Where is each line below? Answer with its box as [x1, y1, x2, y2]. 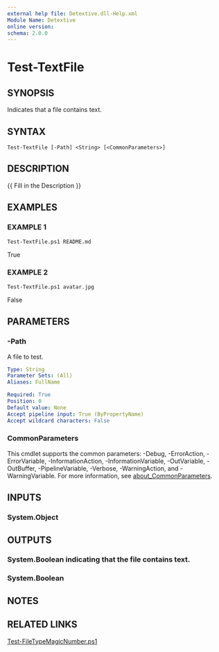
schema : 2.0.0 [7, 29, 49, 37]
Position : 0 [7, 398, 42, 405]
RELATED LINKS [7, 619, 78, 630]
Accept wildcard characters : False [7, 417, 110, 424]
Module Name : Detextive [7, 17, 76, 24]
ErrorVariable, [7, 457, 47, 465]
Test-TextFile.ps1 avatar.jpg [7, 283, 95, 291]
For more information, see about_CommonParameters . [58, 471, 213, 480]
